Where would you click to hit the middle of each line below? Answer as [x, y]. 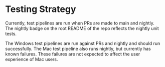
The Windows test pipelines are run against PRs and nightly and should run [83, 43]
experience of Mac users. [32, 59]
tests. [11, 33]
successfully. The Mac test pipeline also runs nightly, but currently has [78, 48]
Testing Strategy [41, 9]
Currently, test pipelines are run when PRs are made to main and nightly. [80, 23]
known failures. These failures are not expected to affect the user [73, 54]
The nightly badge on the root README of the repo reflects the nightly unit [82, 28]
